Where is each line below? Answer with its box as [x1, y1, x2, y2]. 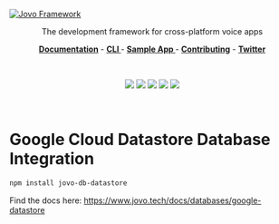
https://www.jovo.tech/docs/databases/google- [83, 195, 262, 206]
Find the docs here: [9, 195, 82, 206]
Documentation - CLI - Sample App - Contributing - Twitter [38, 44, 266, 54]
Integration [9, 149, 95, 170]
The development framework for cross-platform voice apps [41, 26, 264, 36]
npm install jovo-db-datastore [9, 178, 128, 188]
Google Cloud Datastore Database [9, 130, 271, 150]
